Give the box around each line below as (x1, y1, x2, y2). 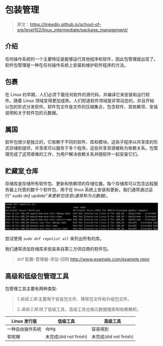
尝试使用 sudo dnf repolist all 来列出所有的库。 (5, 236, 104, 242)
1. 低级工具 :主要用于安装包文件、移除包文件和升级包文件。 (16, 296, 132, 302)
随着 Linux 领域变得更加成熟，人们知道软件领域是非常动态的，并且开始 (13, 98, 154, 104)
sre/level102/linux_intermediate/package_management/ (16, 27, 128, 33)
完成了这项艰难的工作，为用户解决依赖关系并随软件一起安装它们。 (9, 151, 141, 157)
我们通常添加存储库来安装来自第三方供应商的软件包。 (5, 246, 112, 252)
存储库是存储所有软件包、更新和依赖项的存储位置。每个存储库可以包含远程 (5, 181, 154, 187)
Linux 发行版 (11, 318, 37, 324)
